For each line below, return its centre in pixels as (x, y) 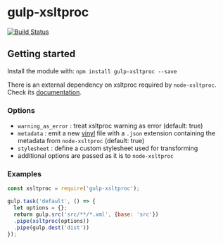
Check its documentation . (45, 92)
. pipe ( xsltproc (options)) (52, 221)
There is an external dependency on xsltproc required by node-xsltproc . (112, 85)
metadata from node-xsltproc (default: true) (81, 141)
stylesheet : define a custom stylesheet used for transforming (108, 148)
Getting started (42, 54)
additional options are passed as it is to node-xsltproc (95, 156)
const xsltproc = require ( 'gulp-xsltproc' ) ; (74, 189)
